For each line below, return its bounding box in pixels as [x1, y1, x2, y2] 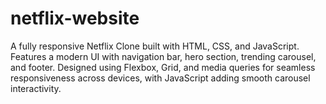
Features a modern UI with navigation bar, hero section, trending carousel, [10, 50, 317, 62]
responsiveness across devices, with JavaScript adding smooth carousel [10, 72, 311, 84]
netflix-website [10, 7, 140, 30]
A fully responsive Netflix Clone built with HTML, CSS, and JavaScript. [10, 40, 300, 52]
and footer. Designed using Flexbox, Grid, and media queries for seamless [10, 61, 316, 73]
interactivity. [10, 82, 62, 94]
